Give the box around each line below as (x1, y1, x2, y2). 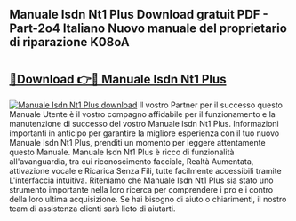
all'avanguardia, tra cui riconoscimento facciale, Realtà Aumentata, (9, 156, 254, 167)
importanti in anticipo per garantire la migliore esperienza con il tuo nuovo (9, 128, 280, 138)
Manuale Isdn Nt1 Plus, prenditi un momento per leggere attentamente (9, 138, 266, 147)
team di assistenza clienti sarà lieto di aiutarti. (9, 203, 176, 214)
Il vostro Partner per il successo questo (139, 99, 283, 110)
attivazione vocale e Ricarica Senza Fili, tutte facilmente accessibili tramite (9, 166, 282, 176)
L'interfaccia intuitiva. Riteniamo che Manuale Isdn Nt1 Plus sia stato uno (9, 175, 274, 185)
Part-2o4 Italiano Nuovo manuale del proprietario (9, 21, 287, 36)
